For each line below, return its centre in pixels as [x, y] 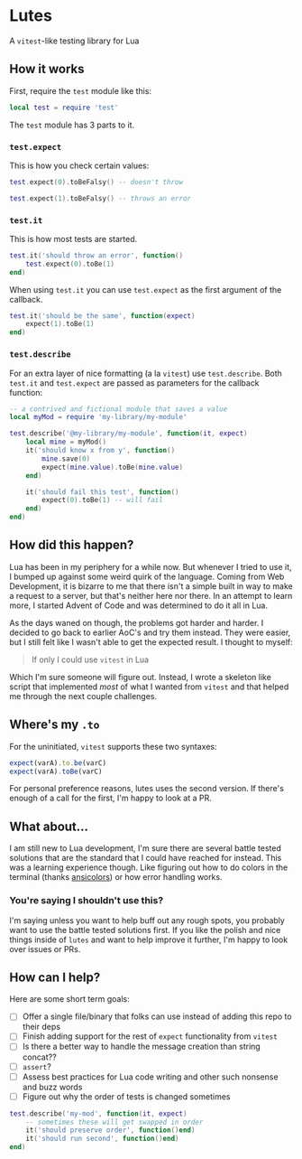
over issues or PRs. [45, 949]
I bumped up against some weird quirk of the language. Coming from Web [147, 576]
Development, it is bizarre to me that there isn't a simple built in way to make [151, 586]
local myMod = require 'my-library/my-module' [98, 417]
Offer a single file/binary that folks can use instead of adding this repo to [157, 1016]
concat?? [39, 1057]
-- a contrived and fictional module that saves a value [119, 409]
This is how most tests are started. [73, 238]
